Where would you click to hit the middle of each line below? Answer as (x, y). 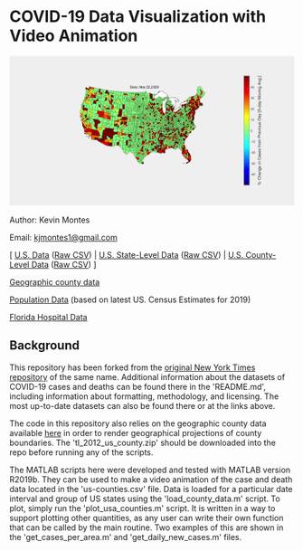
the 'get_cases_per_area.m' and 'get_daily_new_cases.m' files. (126, 537)
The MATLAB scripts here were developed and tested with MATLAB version (150, 470)
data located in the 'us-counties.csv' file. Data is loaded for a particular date (151, 489)
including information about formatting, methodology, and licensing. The (144, 396)
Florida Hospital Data (48, 317)
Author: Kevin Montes (50, 220)
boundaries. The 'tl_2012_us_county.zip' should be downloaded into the (142, 442)
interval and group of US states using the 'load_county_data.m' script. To (145, 499)
